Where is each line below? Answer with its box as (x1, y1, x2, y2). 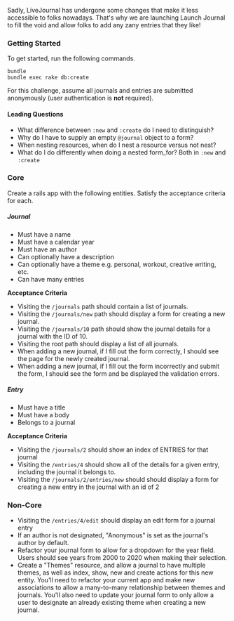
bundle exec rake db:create (7, 74, 90, 81)
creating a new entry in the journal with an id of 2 (17, 483, 160, 491)
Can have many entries (17, 275, 85, 283)
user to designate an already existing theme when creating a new (17, 599, 207, 607)
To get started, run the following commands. (7, 54, 135, 63)
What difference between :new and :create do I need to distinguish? (17, 126, 214, 134)
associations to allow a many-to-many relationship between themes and (17, 583, 226, 592)
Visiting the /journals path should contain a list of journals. (17, 302, 188, 310)
